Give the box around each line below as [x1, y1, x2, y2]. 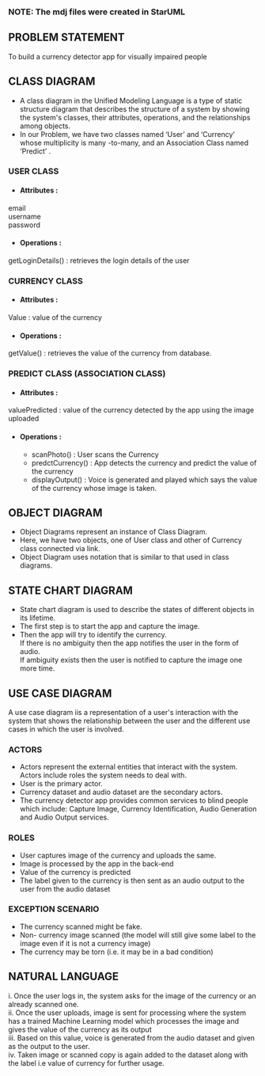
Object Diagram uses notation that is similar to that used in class [19, 553, 229, 562]
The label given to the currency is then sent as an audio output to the [19, 876, 245, 885]
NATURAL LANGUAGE [8, 970, 119, 983]
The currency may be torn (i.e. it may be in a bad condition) [19, 947, 214, 956]
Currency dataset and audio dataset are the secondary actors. [19, 787, 223, 797]
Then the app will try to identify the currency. [19, 630, 168, 640]
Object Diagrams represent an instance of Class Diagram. [19, 527, 208, 537]
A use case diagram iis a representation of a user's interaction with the [8, 707, 239, 717]
